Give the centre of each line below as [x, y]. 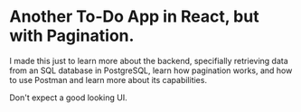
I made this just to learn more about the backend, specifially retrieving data [149, 61]
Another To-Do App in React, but [134, 17]
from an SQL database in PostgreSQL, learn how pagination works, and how [151, 70]
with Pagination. [72, 36]
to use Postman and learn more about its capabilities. [108, 79]
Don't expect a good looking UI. [69, 98]
